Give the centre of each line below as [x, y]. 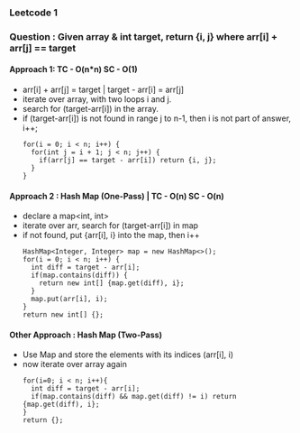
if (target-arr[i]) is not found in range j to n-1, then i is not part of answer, [156, 118]
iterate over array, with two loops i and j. [97, 99]
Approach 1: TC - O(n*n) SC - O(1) [73, 69]
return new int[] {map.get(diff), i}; [112, 283]
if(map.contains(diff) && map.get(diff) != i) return [134, 397]
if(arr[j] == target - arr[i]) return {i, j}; [128, 161]
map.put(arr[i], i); [69, 299]
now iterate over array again [75, 364]
